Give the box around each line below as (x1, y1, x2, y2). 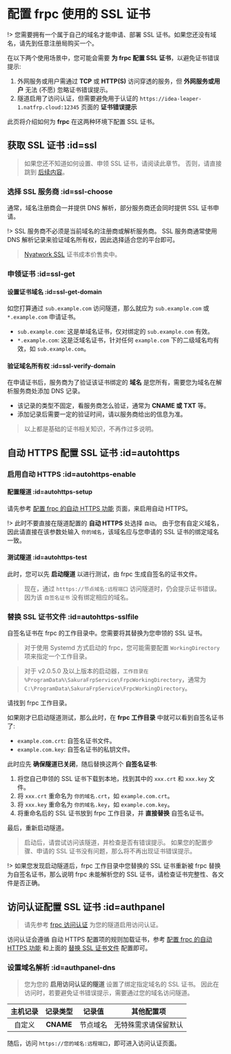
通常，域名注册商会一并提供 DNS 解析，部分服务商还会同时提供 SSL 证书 (7, 204, 214, 212)
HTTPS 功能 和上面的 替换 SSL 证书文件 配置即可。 (7, 944, 152, 952)
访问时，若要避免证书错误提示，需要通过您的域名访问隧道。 (23, 989, 194, 997)
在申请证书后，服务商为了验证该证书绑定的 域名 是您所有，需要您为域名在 (7, 378, 216, 387)
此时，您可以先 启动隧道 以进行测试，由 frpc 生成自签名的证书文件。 (7, 570, 201, 578)
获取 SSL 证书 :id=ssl (7, 139, 97, 152)
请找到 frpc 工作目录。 (7, 699, 71, 707)
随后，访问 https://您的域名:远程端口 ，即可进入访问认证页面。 (7, 1039, 181, 1047)
